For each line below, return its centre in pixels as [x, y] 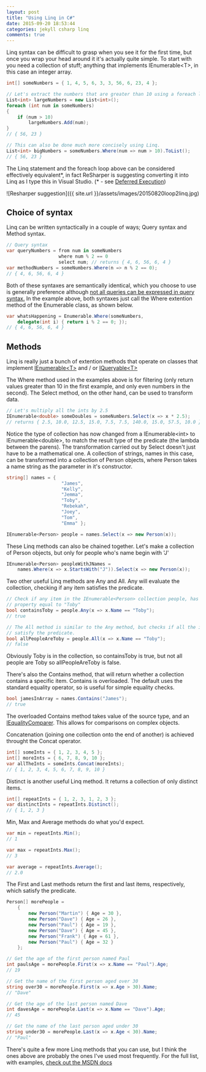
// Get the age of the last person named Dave [67, 1004]
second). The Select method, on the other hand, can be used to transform [100, 393]
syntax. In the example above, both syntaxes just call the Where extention [100, 298]
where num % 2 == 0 [83, 256]
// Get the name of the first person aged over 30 [72, 981]
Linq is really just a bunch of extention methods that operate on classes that [102, 361]
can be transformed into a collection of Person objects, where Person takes [102, 460]
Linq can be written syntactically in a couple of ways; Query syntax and [97, 227]
